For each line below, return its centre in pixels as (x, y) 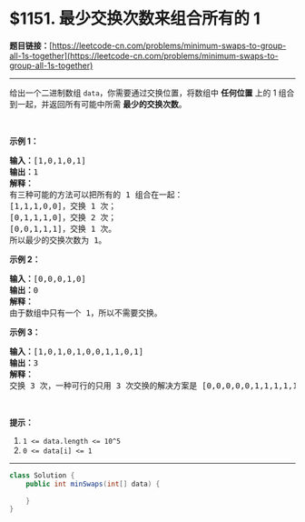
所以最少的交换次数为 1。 (58, 240)
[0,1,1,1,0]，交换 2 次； (63, 217)
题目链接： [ (31, 45)
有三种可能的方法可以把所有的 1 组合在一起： (96, 195)
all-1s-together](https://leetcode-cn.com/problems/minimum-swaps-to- (144, 55)
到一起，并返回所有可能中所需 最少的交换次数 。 (98, 104)
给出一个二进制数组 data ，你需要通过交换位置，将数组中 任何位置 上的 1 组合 (152, 93)
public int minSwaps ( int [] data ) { (93, 484)
